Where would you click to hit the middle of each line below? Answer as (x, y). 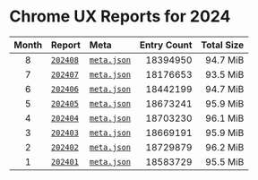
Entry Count (166, 45)
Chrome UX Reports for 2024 (120, 17)
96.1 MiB (225, 118)
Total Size (223, 45)
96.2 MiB (225, 147)
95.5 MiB (225, 161)
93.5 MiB (225, 74)
